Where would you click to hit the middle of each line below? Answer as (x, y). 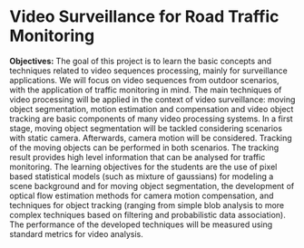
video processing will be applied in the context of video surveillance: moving (152, 99)
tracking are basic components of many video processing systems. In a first (151, 119)
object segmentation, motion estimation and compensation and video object (152, 109)
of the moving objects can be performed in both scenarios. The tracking (144, 148)
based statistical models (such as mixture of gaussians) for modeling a (142, 176)
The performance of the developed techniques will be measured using (141, 224)
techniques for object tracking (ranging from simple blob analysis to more (147, 205)
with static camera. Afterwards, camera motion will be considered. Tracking (151, 138)
